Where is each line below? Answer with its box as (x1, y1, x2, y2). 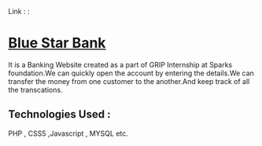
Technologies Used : (8, 108, 111, 121)
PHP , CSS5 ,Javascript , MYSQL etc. (8, 129, 128, 138)
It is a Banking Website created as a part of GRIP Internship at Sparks (8, 60, 233, 69)
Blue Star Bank (8, 35, 106, 52)
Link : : (8, 7, 30, 16)
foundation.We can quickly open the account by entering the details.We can (8, 68, 254, 78)
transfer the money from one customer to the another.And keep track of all (8, 76, 250, 86)
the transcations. (8, 85, 63, 94)
